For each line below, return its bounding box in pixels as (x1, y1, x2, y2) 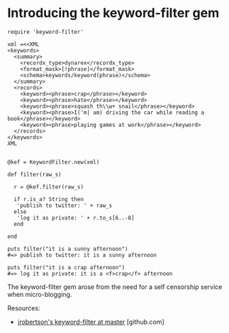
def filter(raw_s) (7, 171, 62, 178)
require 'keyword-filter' (7, 28, 84, 35)
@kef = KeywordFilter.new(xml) (7, 158, 100, 166)
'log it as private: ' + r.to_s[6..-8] (16, 214, 135, 221)
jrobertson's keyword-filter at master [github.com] (17, 317, 164, 326)
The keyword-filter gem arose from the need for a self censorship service (7, 282, 223, 291)
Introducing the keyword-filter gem (7, 5, 220, 21)
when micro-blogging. (7, 290, 72, 298)
